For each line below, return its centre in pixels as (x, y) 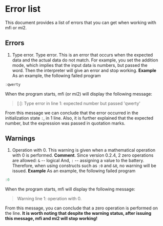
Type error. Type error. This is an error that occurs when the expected (82, 55)
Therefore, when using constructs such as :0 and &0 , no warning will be (84, 166)
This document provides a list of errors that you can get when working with (81, 22)
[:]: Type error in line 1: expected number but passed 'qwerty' (79, 103)
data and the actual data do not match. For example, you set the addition (85, 60)
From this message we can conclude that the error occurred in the (72, 113)
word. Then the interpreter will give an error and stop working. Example (84, 70)
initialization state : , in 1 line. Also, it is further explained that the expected (79, 118)
